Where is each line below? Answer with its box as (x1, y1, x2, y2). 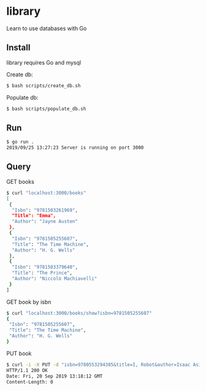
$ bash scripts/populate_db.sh (6, 106, 86, 112)
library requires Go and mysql (6, 58, 82, 66)
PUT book (6, 349, 32, 357)
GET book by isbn (6, 298, 51, 306)
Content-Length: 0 (6, 379, 53, 385)
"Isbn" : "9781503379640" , (12, 264, 78, 271)
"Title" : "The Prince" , (12, 270, 72, 276)
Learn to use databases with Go (6, 25, 87, 32)
